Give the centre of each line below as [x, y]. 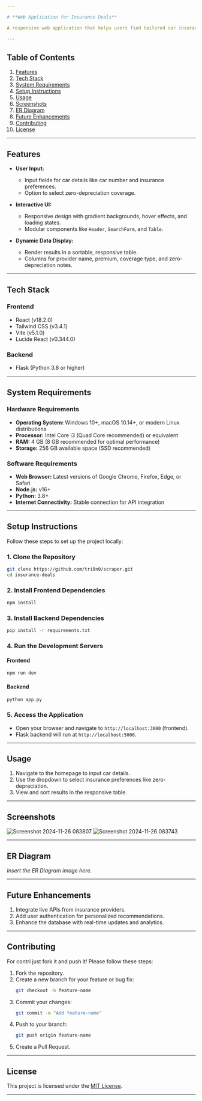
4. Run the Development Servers [55, 646]
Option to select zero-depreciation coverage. [80, 193]
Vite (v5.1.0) [30, 333]
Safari [23, 483]
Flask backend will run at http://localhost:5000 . [76, 734]
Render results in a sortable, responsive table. [81, 253]
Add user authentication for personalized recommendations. [90, 916]
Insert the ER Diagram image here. [49, 871]
